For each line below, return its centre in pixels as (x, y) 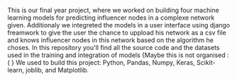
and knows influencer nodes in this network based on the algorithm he (111, 40)
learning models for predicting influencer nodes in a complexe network (111, 18)
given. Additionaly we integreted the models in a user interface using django (119, 25)
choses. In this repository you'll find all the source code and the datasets (114, 48)
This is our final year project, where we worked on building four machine (114, 10)
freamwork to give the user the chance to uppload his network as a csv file (117, 32)
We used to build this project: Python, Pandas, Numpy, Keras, (105, 62)
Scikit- (206, 62)
